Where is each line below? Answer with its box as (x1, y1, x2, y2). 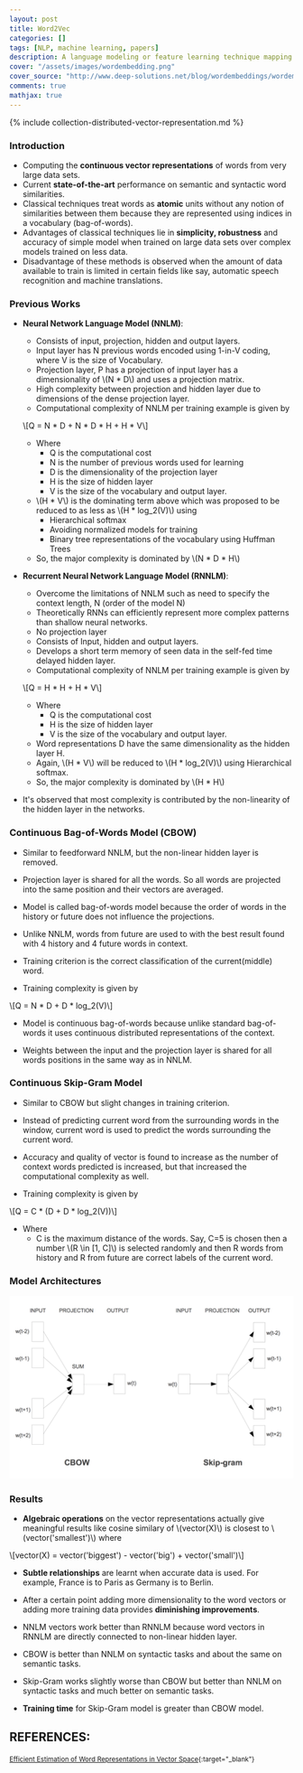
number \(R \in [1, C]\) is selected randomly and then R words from (35, 1243, 284, 1253)
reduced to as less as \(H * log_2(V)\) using (35, 505, 197, 516)
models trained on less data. (22, 246, 128, 257)
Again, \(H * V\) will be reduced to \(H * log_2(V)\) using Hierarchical (35, 757, 292, 768)
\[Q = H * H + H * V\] (22, 682, 102, 693)
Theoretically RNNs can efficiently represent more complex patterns (35, 607, 290, 618)
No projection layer (35, 626, 107, 637)
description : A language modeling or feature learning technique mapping (9, 52, 293, 62)
